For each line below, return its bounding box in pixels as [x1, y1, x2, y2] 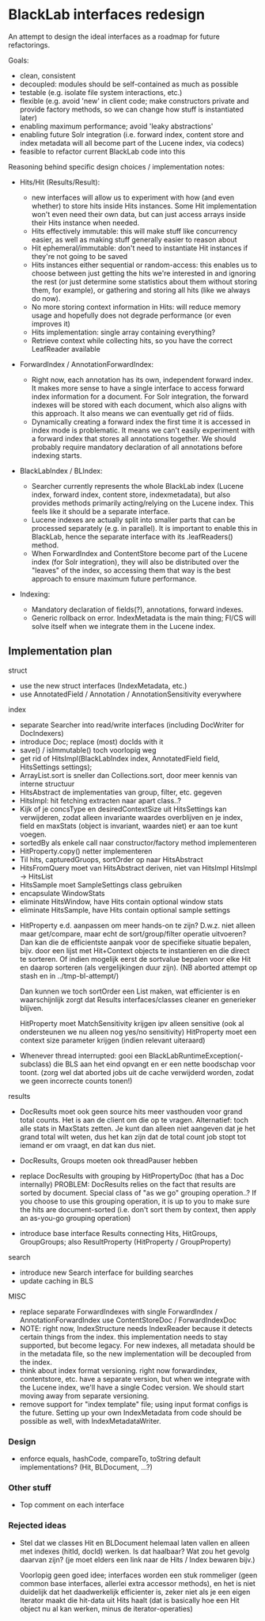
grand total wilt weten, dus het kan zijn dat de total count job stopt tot [19, 1131, 247, 1142]
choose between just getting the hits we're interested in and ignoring [31, 268, 256, 278]
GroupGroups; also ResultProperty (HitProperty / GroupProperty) [19, 1237, 232, 1246]
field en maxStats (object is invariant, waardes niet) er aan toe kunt [19, 821, 238, 830]
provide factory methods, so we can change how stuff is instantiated [19, 105, 244, 114]
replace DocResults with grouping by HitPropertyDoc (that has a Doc [19, 1171, 244, 1180]
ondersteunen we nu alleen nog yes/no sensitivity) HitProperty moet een [19, 1027, 257, 1036]
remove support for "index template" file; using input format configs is [19, 1399, 248, 1409]
